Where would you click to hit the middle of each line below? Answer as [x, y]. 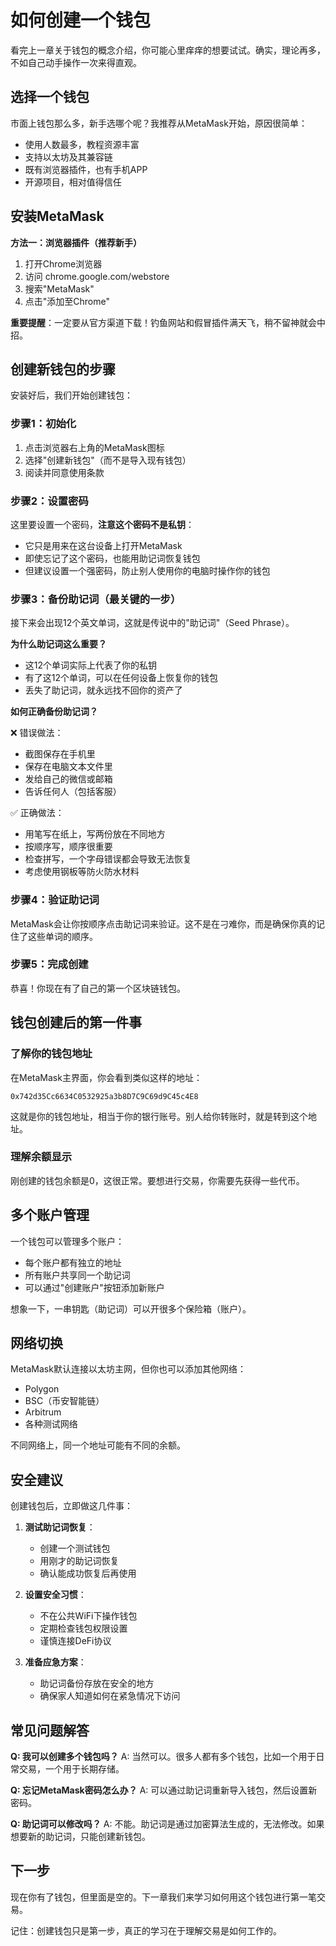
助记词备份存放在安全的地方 [97, 1683]
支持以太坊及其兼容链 [68, 157]
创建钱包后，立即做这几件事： [71, 1506]
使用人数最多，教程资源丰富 [82, 144]
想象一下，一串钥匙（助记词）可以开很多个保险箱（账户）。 [131, 1308]
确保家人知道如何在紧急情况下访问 [110, 1696]
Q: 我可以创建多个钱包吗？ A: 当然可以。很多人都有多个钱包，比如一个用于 [163, 1757]
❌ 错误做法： [37, 733]
